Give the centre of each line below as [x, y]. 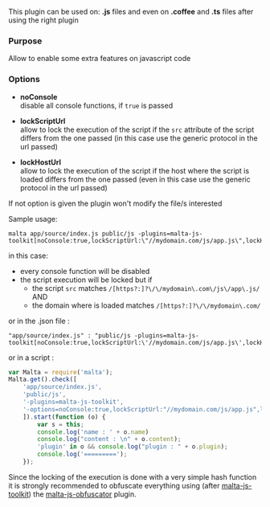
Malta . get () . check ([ [43, 380]
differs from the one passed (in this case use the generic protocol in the [139, 138]
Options [24, 80]
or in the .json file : [39, 321]
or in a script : [31, 358]
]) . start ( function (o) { [64, 417]
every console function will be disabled [85, 271]
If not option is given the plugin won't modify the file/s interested [115, 203]
